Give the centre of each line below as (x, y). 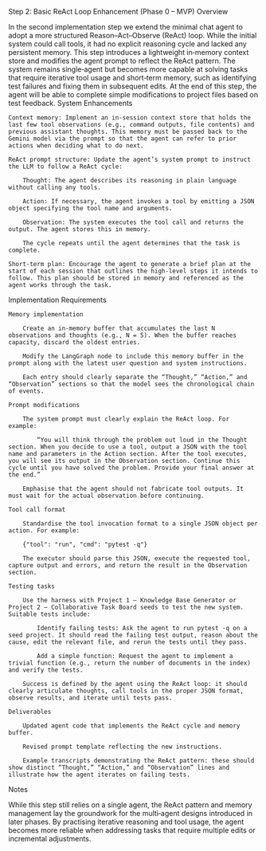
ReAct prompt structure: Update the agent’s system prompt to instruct (129, 159)
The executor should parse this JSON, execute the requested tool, (137, 559)
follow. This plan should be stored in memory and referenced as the (126, 278)
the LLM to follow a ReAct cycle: (66, 167)
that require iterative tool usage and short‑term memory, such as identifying (133, 78)
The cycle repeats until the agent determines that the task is (131, 243)
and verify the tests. (46, 670)
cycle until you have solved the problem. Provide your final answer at (131, 468)
